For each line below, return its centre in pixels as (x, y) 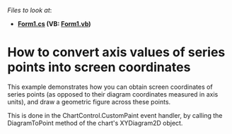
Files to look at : (30, 10)
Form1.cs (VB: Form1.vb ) (54, 24)
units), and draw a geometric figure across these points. (89, 102)
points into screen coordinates (99, 67)
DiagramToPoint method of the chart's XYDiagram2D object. (95, 123)
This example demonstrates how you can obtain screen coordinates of (110, 87)
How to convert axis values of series (116, 53)
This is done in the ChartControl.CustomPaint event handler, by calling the (115, 115)
